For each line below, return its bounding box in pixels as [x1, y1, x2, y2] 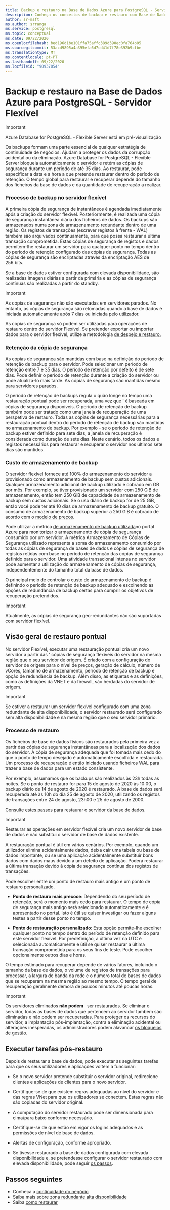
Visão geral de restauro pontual [5, 632, 107, 641]
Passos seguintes [5, 1175, 62, 1184]
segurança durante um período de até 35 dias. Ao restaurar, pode [5, 165, 142, 172]
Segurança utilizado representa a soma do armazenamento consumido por [5, 540, 161, 546]
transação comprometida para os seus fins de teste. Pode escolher [12, 947, 153, 953]
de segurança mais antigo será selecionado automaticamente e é [12, 904, 149, 911]
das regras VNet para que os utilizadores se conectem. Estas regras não [12, 1094, 164, 1100]
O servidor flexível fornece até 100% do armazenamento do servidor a [5, 470, 152, 477]
